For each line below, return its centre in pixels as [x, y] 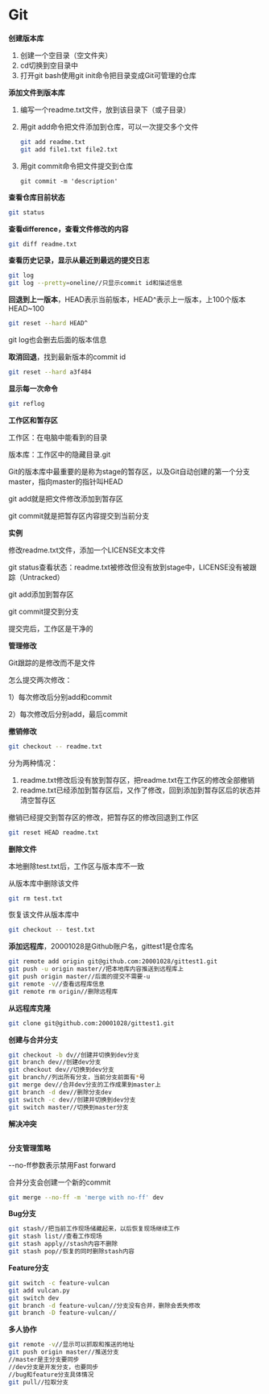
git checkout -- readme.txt [56, 747]
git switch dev [34, 1298]
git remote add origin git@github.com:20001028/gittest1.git [113, 962]
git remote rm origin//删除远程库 [63, 991]
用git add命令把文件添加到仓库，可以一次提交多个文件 [109, 126]
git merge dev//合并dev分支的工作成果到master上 [85, 1085]
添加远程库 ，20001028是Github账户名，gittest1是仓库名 [101, 946]
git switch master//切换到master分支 [68, 1107]
